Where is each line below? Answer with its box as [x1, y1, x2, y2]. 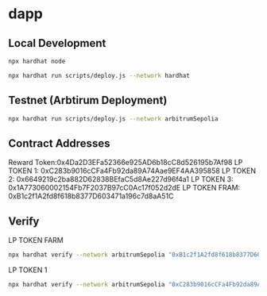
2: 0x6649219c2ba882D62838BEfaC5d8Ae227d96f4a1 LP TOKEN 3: [8, 175, 234, 184]
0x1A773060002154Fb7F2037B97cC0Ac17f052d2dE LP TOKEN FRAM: [8, 183, 241, 193]
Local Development [8, 37, 106, 50]
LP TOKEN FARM [8, 236, 64, 245]
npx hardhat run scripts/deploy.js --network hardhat [8, 71, 191, 79]
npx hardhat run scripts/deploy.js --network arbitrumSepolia [8, 114, 219, 123]
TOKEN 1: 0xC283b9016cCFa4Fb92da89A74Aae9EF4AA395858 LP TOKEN [8, 166, 257, 175]
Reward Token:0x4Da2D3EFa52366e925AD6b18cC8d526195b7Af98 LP [8, 158, 243, 167]
